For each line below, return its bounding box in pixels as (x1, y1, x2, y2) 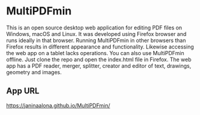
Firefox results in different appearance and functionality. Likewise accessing (6, 43, 195, 50)
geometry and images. (6, 68, 62, 75)
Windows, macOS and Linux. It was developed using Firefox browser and (6, 30, 187, 37)
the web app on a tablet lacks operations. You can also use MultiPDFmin (6, 49, 184, 56)
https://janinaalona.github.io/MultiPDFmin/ (6, 102, 111, 109)
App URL (6, 86, 40, 96)
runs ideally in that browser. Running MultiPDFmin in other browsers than (6, 37, 186, 44)
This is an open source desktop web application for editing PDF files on (6, 24, 183, 31)
